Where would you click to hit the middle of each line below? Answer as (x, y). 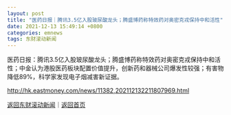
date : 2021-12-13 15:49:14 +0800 (55, 26)
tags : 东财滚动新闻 (32, 39)
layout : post (26, 13)
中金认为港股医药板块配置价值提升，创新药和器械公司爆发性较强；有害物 (121, 68)
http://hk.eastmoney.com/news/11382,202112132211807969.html (98, 91)
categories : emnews (35, 33)
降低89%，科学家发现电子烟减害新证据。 (65, 77)
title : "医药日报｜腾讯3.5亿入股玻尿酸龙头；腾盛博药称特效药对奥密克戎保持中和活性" (115, 20)
